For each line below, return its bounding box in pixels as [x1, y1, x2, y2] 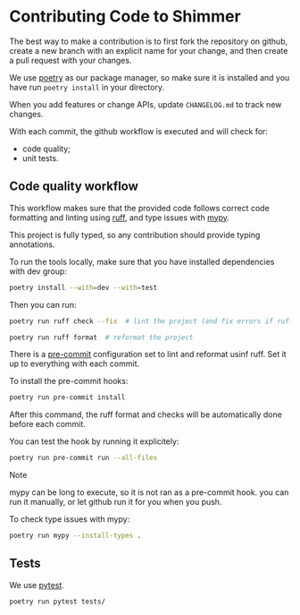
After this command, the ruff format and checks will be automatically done [9, 409, 283, 420]
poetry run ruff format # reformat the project [9, 333, 194, 342]
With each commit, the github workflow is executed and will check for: [9, 125, 268, 136]
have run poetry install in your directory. [9, 81, 165, 92]
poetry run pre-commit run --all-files [9, 454, 158, 463]
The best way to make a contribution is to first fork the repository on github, [9, 36, 288, 47]
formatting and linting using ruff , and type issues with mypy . [9, 212, 230, 223]
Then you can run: [9, 299, 77, 310]
